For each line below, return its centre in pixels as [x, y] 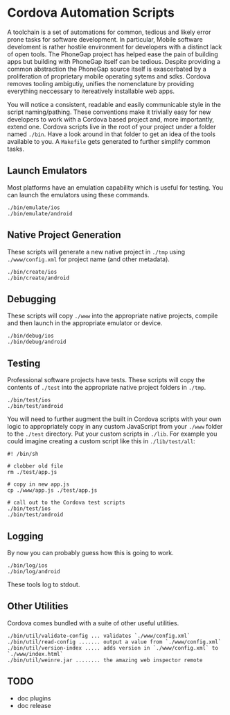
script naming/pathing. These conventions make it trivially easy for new [109, 112]
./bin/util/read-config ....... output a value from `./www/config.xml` [114, 642]
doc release [34, 705]
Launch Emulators [47, 171]
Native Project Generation [64, 235]
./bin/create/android [38, 278]
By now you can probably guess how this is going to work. [91, 553]
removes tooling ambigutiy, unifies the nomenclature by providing [101, 83]
